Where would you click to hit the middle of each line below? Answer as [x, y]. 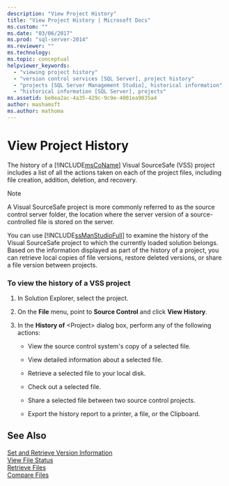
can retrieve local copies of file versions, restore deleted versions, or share [114, 257]
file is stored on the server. [76, 221]
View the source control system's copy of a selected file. [109, 346]
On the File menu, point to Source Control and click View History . [112, 311]
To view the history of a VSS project [69, 283]
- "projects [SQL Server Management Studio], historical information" [118, 85]
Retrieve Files [27, 467]
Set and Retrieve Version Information [60, 452]
